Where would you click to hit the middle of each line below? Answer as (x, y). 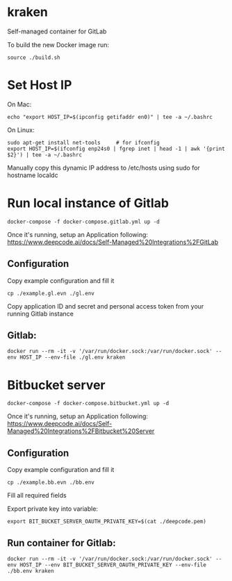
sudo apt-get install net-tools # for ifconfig (83, 142)
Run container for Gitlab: (61, 543)
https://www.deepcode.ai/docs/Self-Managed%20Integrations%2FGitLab (113, 242)
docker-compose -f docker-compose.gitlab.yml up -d (83, 222)
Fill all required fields (37, 496)
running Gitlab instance (41, 313)
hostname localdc (33, 175)
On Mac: (19, 104)
